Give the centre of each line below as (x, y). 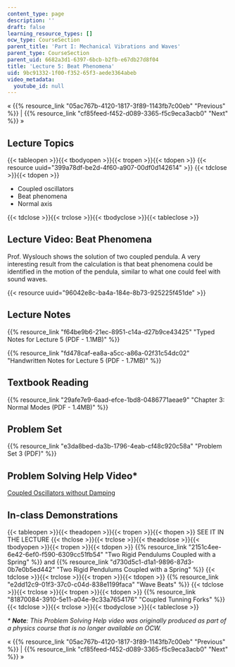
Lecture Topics (41, 143)
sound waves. (27, 279)
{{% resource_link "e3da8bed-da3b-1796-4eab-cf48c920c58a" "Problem (115, 446)
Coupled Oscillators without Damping (62, 493)
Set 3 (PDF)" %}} (32, 454)
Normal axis (35, 204)
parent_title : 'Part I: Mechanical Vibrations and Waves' (94, 47)
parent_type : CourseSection (49, 54)
